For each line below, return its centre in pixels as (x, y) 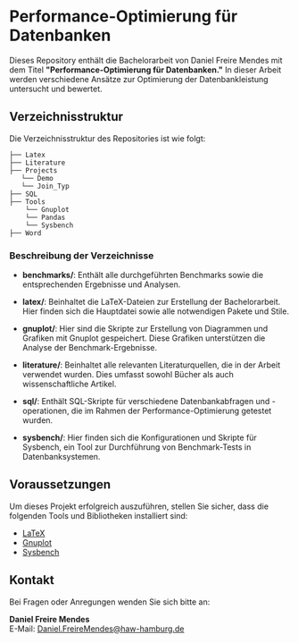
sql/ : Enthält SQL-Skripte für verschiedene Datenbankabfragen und (146, 402)
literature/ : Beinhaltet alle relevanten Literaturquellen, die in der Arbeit (151, 365)
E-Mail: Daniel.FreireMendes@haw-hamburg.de (97, 629)
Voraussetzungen (60, 485)
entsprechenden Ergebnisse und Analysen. (101, 284)
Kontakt (32, 580)
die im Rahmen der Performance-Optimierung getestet (171, 411)
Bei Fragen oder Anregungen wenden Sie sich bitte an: (110, 602)
